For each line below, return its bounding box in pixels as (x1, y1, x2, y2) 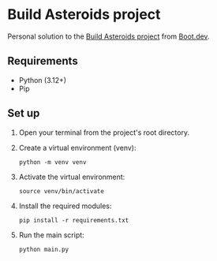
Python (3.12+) (18, 75, 67, 84)
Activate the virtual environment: (18, 172, 125, 181)
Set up (7, 106, 40, 120)
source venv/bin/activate (18, 187, 104, 195)
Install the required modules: (18, 201, 112, 211)
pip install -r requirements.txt (18, 216, 129, 224)
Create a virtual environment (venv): (18, 143, 137, 152)
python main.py (18, 245, 69, 253)
